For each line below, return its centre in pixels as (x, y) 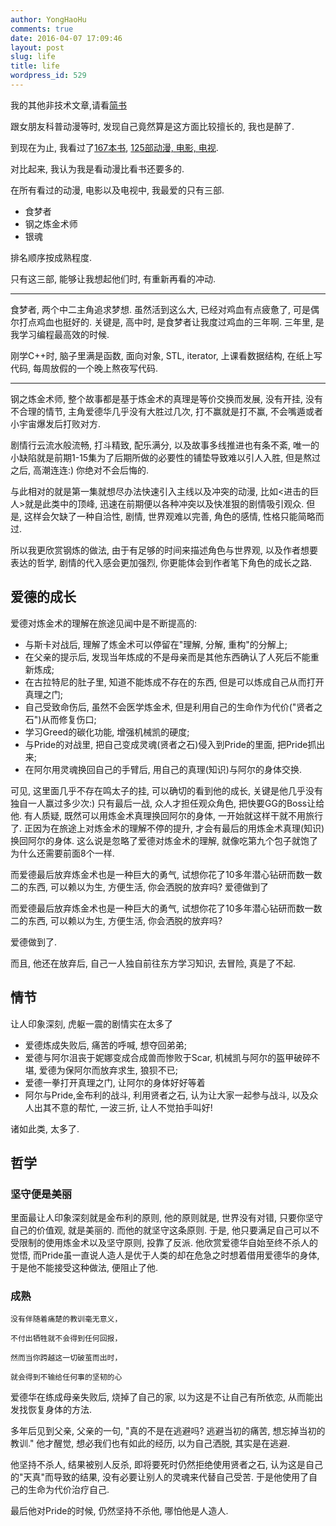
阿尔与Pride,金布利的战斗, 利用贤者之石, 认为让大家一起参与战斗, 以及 (167, 1095)
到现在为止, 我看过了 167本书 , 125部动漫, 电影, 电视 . (114, 147)
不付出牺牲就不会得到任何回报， (66, 1339)
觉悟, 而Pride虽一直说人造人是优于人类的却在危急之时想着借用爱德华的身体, (165, 1255)
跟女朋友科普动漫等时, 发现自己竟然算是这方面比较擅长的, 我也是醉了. (152, 126)
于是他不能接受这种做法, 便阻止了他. (84, 1268)
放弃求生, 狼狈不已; (138, 1070)
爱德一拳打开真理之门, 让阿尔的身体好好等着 (115, 1082)
